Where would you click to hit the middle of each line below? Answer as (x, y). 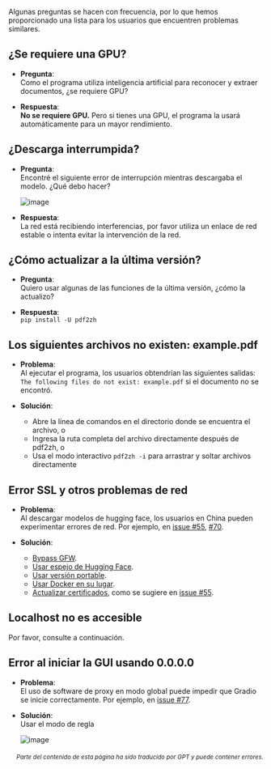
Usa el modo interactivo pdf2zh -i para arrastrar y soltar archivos (142, 456)
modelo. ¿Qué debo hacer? (65, 186)
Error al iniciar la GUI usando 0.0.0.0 (102, 663)
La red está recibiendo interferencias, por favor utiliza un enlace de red (138, 226)
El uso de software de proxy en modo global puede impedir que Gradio (138, 690)
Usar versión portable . (70, 576)
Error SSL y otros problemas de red (98, 490)
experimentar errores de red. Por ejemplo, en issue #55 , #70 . (122, 527)
